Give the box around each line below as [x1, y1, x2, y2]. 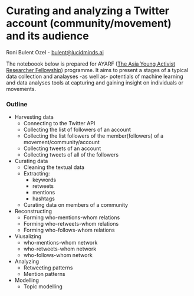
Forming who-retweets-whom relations [23, 220, 119, 227]
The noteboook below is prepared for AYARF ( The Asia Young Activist [6, 60, 176, 67]
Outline [6, 100, 28, 108]
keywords [32, 176, 57, 184]
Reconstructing [14, 208, 52, 215]
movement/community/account [23, 139, 100, 146]
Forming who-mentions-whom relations [23, 214, 120, 221]
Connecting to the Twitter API [23, 120, 96, 127]
